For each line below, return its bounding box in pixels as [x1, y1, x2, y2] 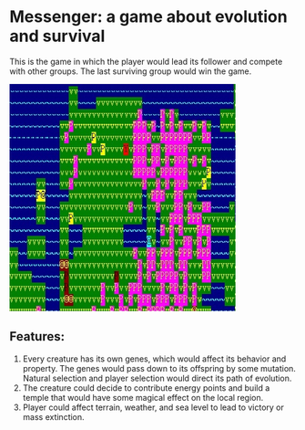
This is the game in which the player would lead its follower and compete [9, 56, 283, 67]
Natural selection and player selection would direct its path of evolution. [22, 372, 292, 383]
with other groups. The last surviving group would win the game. [9, 66, 252, 77]
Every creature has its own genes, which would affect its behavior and [22, 353, 287, 364]
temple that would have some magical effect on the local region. [22, 392, 264, 403]
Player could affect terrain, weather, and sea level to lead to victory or [22, 402, 285, 413]
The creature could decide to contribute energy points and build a [22, 382, 270, 393]
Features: [9, 329, 66, 344]
